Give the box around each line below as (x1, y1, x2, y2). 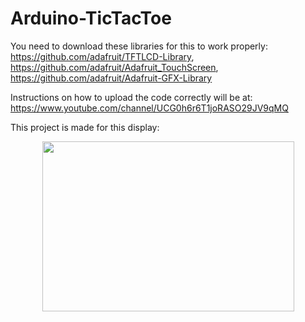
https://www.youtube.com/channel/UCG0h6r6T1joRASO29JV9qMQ (10, 102, 289, 114)
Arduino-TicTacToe (10, 7, 172, 30)
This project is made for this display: (10, 121, 160, 133)
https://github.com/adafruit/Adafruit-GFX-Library (10, 72, 213, 84)
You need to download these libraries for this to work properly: (10, 40, 268, 52)
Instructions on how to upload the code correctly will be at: (10, 91, 253, 103)
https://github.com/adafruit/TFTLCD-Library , (10, 50, 195, 62)
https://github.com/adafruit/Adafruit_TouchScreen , (10, 61, 219, 73)
